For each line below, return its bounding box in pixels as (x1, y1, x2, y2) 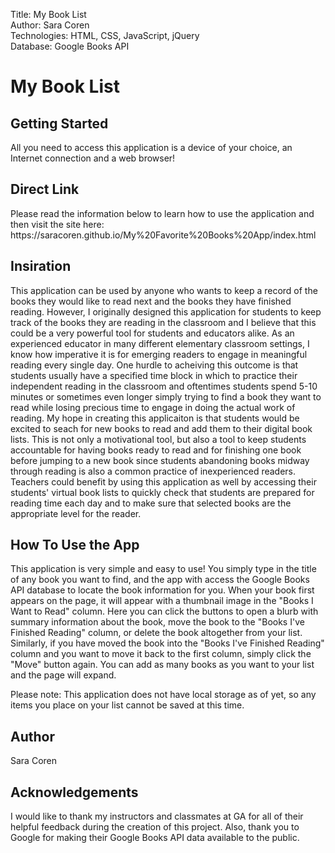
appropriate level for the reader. (10, 507, 142, 519)
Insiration (10, 258, 72, 275)
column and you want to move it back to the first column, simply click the (10, 648, 312, 660)
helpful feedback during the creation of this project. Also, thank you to (10, 821, 300, 833)
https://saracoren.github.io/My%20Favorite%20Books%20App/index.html (10, 229, 317, 241)
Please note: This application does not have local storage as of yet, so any (10, 689, 317, 701)
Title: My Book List (10, 9, 87, 20)
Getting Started (10, 115, 109, 132)
